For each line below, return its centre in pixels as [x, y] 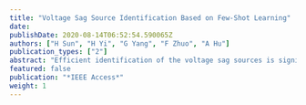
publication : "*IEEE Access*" [67, 78]
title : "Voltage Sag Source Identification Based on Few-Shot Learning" [150, 18]
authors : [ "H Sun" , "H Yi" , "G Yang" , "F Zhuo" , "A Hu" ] [120, 43]
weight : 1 [28, 86]
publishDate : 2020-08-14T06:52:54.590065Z [91, 35]
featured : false [40, 69]
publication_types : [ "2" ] [58, 52]
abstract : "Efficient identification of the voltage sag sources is [142, 60]
